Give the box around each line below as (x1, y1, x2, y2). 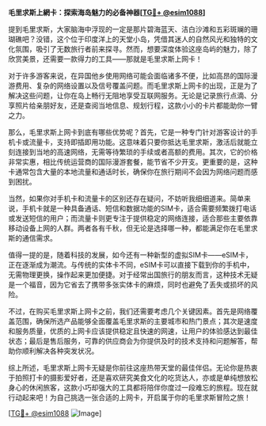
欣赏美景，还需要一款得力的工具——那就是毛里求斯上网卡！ (8, 55, 203, 63)
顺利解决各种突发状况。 (21, 346, 99, 356)
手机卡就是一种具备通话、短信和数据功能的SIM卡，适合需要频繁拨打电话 (21, 203, 257, 213)
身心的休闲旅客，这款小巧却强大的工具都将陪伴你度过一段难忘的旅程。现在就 (8, 383, 258, 392)
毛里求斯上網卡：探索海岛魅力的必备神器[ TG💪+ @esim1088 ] (8, 8, 206, 17)
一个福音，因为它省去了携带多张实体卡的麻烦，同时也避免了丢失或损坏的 (14, 280, 251, 289)
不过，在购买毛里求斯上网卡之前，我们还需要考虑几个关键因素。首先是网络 (8, 306, 251, 316)
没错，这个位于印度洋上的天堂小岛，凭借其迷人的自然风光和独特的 (35, 35, 251, 44)
